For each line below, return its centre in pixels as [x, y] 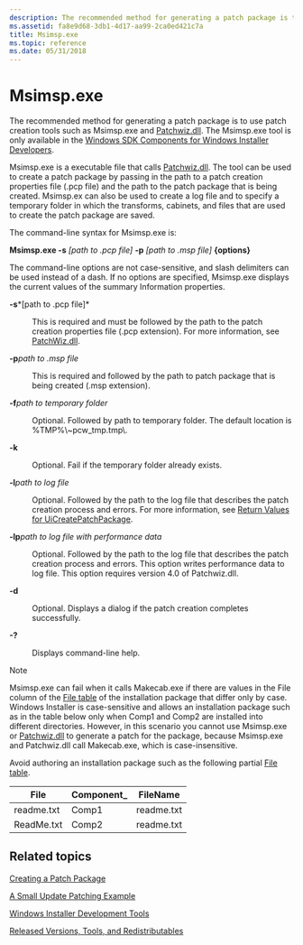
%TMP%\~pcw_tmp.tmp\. [80, 431]
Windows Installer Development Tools [79, 913]
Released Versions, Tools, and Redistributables [96, 931]
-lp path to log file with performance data [86, 537]
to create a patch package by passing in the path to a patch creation [136, 177]
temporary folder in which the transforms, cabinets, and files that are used [147, 206]
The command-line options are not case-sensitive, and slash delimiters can [149, 268]
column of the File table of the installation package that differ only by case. [148, 698]
